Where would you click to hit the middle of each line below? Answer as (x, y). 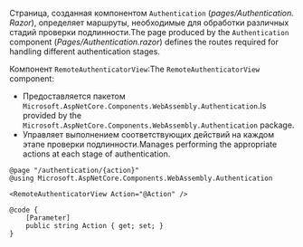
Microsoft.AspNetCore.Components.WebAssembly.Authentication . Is (144, 106)
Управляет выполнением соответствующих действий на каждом (148, 134)
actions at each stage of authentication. (96, 154)
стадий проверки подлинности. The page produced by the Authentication (149, 32)
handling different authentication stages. (85, 52)
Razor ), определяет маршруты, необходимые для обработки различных (149, 23)
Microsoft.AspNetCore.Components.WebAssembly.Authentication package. (158, 125)
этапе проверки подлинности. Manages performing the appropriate (150, 144)
